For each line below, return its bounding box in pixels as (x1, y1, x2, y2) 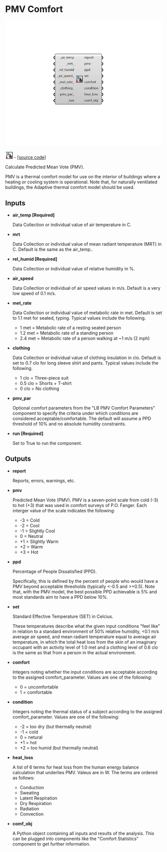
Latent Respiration (19, 795, 57, 801)
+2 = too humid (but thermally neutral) (19, 745, 99, 751)
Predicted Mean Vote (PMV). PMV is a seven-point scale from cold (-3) (12, 497, 159, 503)
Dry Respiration (19, 800, 52, 806)
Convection (19, 811, 44, 817)
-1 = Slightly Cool (19, 528, 55, 534)
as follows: (12, 775, 35, 781)
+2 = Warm (19, 543, 43, 550)
